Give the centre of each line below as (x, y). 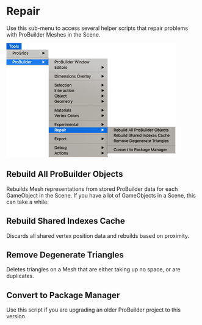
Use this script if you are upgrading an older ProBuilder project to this (94, 310)
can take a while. (27, 202)
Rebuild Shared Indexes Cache (66, 221)
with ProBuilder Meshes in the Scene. (53, 34)
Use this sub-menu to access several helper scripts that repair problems (97, 28)
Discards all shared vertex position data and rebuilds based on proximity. (98, 235)
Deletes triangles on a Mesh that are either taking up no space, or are (94, 270)
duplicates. (20, 276)
